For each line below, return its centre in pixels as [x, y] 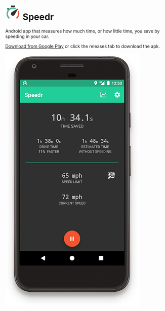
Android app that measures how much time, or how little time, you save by [82, 31]
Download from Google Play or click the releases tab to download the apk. [83, 46]
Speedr [38, 17]
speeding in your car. [27, 36]
